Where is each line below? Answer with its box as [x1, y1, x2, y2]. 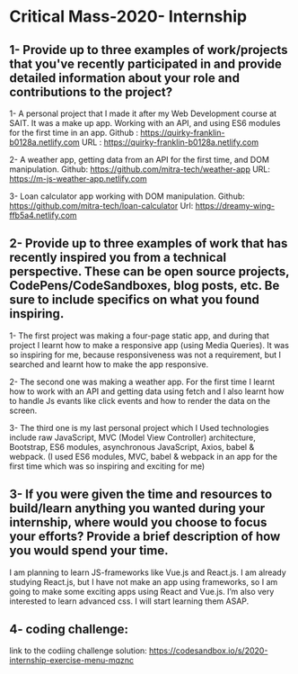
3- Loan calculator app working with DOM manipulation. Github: [9, 191, 245, 202]
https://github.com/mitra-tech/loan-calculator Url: [9, 201, 194, 211]
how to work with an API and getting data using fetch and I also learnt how [9, 385, 285, 397]
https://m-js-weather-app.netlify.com [9, 174, 147, 184]
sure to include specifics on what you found [9, 292, 260, 308]
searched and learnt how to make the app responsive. [9, 358, 209, 370]
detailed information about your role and [9, 70, 241, 85]
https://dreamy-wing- [195, 201, 276, 211]
